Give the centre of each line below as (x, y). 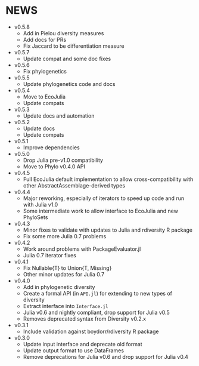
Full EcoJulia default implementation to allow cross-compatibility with (108, 179)
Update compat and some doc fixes (67, 59)
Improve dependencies (51, 147)
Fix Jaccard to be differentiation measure (74, 46)
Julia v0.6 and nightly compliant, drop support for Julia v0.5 (97, 312)
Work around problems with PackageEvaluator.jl (82, 249)
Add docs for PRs (45, 39)
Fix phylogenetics (45, 71)
